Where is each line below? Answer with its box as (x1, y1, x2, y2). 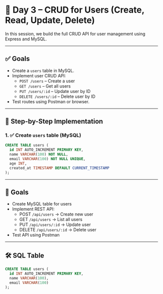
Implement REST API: (12, 206, 55, 212)
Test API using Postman (12, 232, 60, 238)
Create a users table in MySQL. (12, 68, 74, 73)
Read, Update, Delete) (5, 15, 95, 26)
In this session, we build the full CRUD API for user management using (5, 31, 146, 37)
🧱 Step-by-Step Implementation (5, 117, 103, 126)
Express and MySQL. (5, 36, 47, 42)
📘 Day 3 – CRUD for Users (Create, (5, 4, 145, 16)
